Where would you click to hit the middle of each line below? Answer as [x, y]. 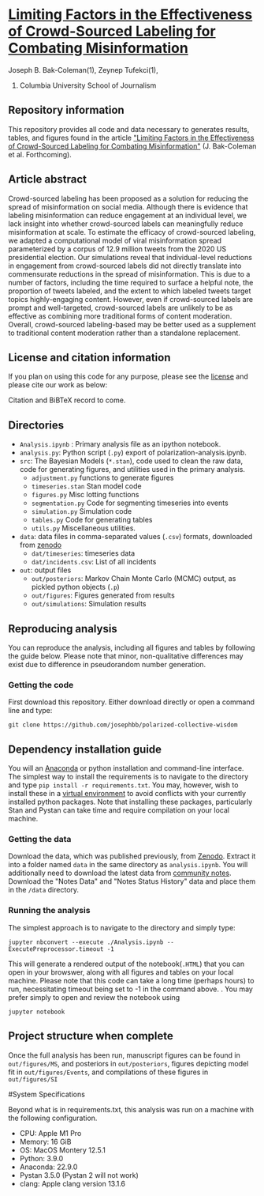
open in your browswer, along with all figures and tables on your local [121, 972]
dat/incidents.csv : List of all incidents [94, 562]
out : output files [45, 570]
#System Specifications [46, 1094]
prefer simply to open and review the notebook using [94, 997]
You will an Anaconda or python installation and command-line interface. [126, 768]
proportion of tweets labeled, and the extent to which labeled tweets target [130, 291]
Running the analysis [49, 911]
